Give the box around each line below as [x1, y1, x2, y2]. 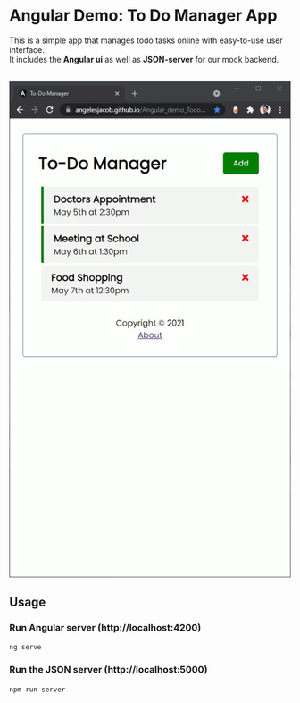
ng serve [9, 643, 42, 652]
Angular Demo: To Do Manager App [9, 5, 278, 26]
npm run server [9, 685, 66, 694]
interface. [9, 44, 45, 55]
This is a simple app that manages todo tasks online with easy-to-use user [9, 35, 283, 46]
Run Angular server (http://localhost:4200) [9, 622, 202, 633]
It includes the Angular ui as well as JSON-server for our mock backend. [9, 54, 279, 64]
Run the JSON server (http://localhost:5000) [9, 664, 208, 676]
